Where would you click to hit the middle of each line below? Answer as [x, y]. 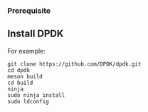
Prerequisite [29, 11]
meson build [25, 76]
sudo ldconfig [28, 101]
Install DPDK [36, 34]
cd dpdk [19, 70]
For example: [27, 51]
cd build [20, 83]
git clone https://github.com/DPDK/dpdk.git [74, 64]
